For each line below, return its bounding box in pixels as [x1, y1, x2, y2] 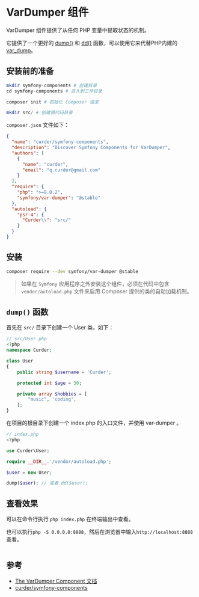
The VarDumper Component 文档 [14, 577, 97, 584]
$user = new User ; [6, 470, 52, 476]
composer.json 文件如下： [6, 121, 70, 129]
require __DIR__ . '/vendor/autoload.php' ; [6, 458, 112, 465]
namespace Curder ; [6, 347, 52, 354]
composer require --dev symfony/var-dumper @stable [6, 268, 138, 274]
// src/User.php [6, 336, 47, 342]
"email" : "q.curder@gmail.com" [22, 167, 101, 173]
